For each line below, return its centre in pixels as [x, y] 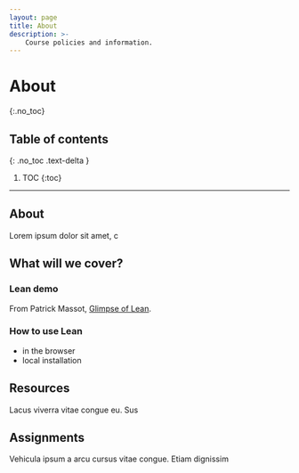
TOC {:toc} [42, 178]
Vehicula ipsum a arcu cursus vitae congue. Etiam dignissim [119, 459]
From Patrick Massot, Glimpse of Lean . [80, 308]
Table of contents [59, 139]
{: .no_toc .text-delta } [49, 160]
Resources [40, 388]
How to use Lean [46, 331]
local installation [52, 360]
